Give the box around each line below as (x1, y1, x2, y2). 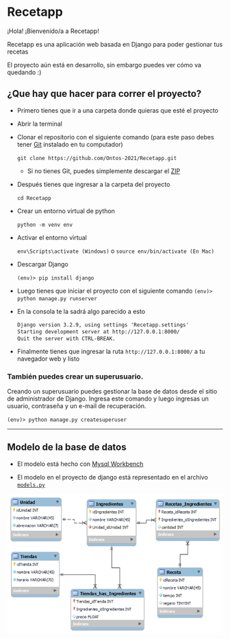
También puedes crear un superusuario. (7, 372, 144, 381)
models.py (16, 482, 46, 489)
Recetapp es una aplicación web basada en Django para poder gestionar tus (7, 40, 223, 48)
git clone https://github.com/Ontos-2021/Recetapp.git (16, 155, 177, 161)
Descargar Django (16, 260, 68, 268)
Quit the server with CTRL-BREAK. (16, 335, 116, 342)
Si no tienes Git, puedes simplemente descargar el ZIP (27, 166, 181, 175)
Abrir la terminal (16, 120, 63, 128)
